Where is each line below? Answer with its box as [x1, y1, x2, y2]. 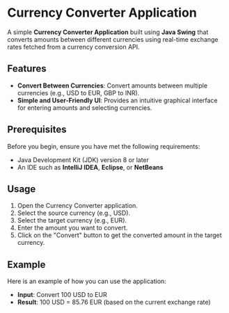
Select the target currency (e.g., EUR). [17, 216, 127, 225]
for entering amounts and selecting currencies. [17, 103, 152, 112]
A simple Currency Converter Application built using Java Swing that [7, 28, 209, 36]
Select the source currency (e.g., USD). [17, 209, 131, 217]
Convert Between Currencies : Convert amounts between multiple [17, 81, 207, 90]
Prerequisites [7, 124, 67, 136]
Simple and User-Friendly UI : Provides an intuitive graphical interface [17, 96, 218, 104]
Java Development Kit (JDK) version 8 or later [17, 155, 150, 164]
